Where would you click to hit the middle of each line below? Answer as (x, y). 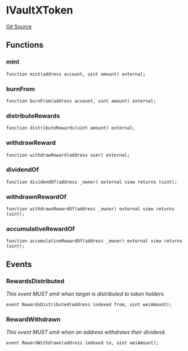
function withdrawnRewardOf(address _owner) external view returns (90, 209)
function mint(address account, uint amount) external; (76, 74)
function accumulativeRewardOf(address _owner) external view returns (94, 241)
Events (19, 264)
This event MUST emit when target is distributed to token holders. (86, 294)
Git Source (19, 27)
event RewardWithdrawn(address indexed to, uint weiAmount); (83, 343)
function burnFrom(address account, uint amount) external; (81, 101)
